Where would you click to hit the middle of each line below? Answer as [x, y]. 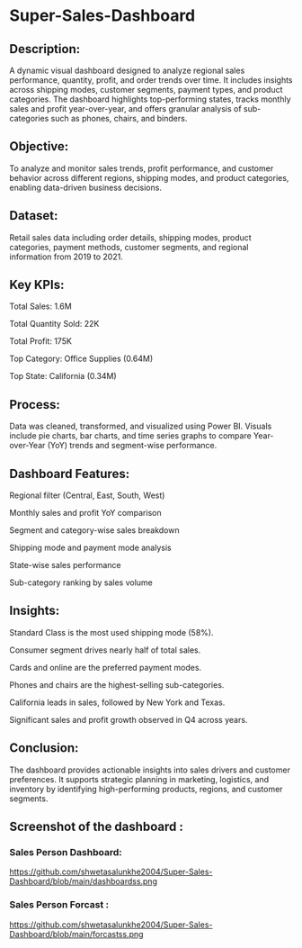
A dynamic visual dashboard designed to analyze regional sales [127, 70]
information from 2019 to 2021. [66, 257]
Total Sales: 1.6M [40, 306]
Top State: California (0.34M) [63, 376]
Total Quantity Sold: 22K [54, 324]
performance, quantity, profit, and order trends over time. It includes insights [151, 80]
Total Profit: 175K [40, 341]
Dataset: [34, 216]
